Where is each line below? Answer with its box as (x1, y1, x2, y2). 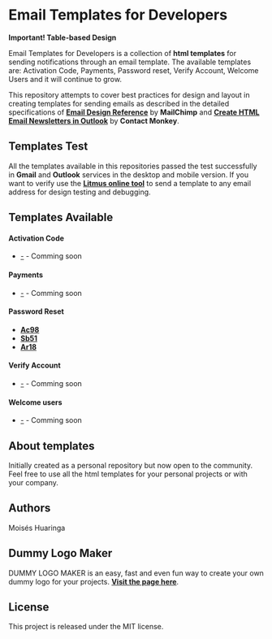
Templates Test (8, 140, 89, 154)
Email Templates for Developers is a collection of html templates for (8, 48, 237, 58)
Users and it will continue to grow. (8, 74, 122, 84)
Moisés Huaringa (8, 523, 66, 532)
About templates (8, 439, 95, 453)
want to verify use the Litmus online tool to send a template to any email (8, 178, 252, 188)
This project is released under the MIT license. (8, 622, 164, 632)
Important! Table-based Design (8, 33, 117, 42)
